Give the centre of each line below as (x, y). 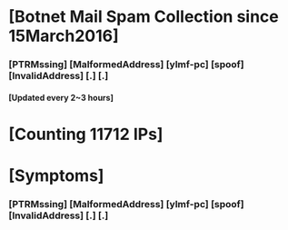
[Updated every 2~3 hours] (61, 97)
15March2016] (64, 36)
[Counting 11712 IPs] (86, 134)
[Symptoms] (56, 176)
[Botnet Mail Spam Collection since (144, 17)
